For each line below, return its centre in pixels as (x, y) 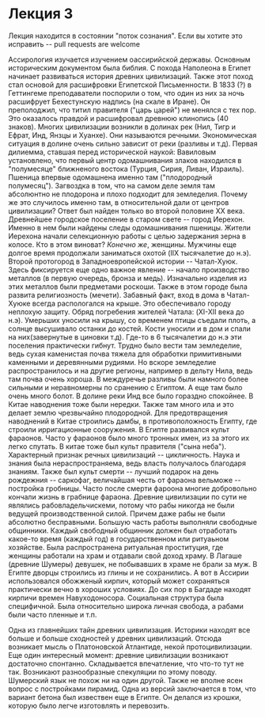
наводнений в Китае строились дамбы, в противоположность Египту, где (133, 421)
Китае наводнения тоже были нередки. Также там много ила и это (121, 404)
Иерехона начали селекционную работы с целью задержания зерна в (127, 236)
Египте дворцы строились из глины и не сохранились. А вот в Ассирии (129, 572)
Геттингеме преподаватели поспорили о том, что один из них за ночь (127, 93)
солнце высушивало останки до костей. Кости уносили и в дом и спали (130, 329)
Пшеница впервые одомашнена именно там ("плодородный (110, 177)
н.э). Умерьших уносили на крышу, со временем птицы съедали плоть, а (132, 320)
